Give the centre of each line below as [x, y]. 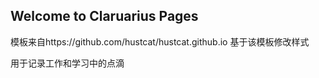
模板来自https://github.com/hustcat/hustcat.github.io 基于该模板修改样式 [160, 41]
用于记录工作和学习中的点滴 [67, 63]
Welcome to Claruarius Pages [104, 16]
